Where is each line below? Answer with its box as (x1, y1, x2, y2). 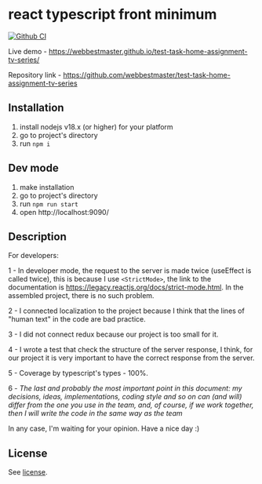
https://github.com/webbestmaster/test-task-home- (62, 70, 231, 79)
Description (8, 230, 67, 243)
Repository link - (8, 70, 61, 79)
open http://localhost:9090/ (19, 207, 110, 217)
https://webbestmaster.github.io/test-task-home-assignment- (48, 46, 248, 56)
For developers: (8, 251, 59, 260)
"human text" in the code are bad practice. (8, 315, 147, 324)
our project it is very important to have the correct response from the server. (8, 353, 255, 362)
